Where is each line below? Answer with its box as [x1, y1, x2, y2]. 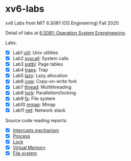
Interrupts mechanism [12, 127, 59, 133]
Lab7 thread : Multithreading [12, 84, 72, 90]
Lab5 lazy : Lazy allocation [12, 72, 68, 79]
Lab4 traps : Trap [12, 67, 48, 73]
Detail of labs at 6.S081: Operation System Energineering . [5, 30, 126, 36]
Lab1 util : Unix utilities [12, 49, 59, 56]
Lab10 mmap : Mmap [12, 101, 56, 108]
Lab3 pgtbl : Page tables [12, 61, 63, 67]
